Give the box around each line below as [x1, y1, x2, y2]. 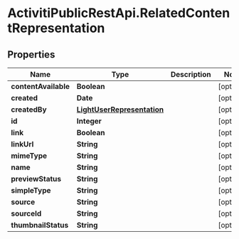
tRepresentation [7, 20, 105, 36]
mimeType [11, 151, 48, 161]
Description [170, 70, 211, 79]
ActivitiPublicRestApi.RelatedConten [7, 5, 230, 21]
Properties [7, 48, 55, 60]
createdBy [11, 105, 48, 115]
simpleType [11, 186, 51, 195]
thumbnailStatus [11, 221, 69, 230]
